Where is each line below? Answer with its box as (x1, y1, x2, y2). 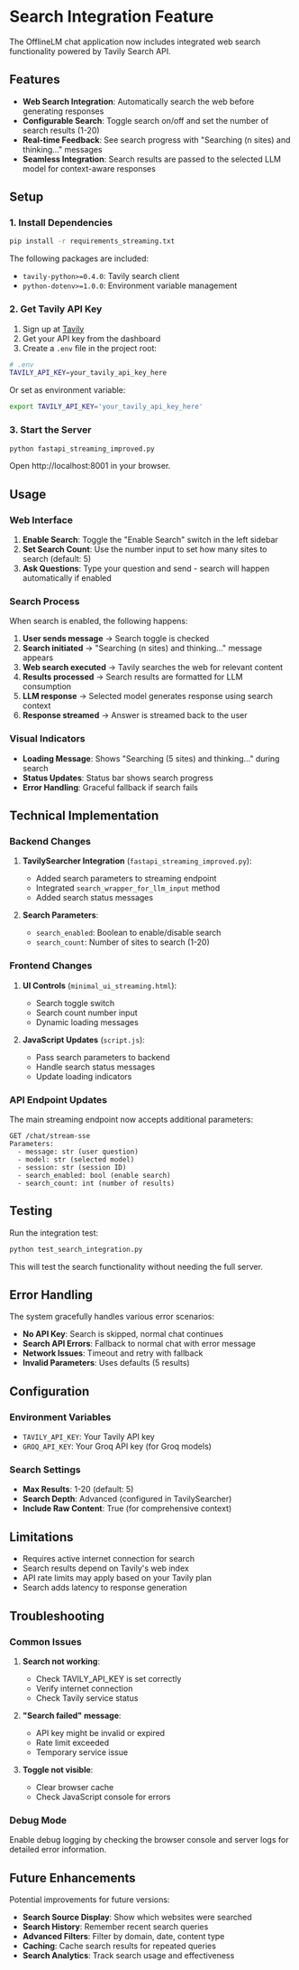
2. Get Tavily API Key (9, 303, 103, 315)
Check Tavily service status (35, 1692, 139, 1704)
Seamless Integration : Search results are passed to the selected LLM (22, 154, 282, 164)
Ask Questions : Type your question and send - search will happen (22, 563, 270, 574)
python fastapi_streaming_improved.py (9, 444, 155, 453)
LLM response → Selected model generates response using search (22, 691, 273, 702)
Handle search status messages (35, 1061, 156, 1072)
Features (9, 72, 60, 88)
